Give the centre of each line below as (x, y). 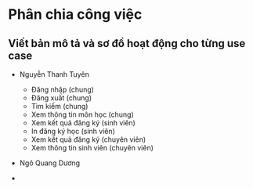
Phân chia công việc (75, 14)
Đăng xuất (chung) (61, 98)
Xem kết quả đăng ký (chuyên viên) (89, 139)
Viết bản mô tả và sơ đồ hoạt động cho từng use (127, 43)
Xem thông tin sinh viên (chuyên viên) (92, 148)
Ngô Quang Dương (50, 163)
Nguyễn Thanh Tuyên (54, 74)
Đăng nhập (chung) (62, 89)
